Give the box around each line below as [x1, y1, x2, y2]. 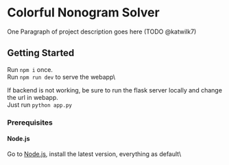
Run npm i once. [7, 65, 53, 73]
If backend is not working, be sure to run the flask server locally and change [7, 86, 223, 94]
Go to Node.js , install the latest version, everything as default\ [7, 149, 182, 158]
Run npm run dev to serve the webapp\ [7, 73, 116, 81]
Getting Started [7, 47, 75, 59]
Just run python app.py [7, 101, 73, 109]
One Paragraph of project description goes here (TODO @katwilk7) [7, 27, 197, 36]
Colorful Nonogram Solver [7, 5, 160, 21]
